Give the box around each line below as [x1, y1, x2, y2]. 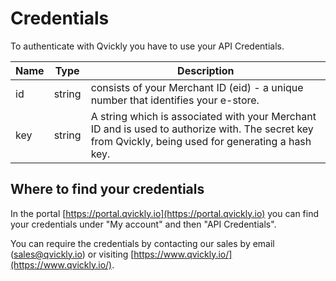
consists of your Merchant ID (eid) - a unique [90, 80, 304, 94]
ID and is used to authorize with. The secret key [90, 122, 314, 136]
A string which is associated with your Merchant [90, 109, 317, 123]
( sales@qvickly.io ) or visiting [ [10, 248, 135, 260]
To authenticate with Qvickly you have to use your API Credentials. [10, 40, 285, 52]
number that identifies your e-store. [90, 93, 260, 107]
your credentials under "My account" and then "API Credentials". [10, 218, 277, 230]
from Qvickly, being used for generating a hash [90, 134, 312, 148]
